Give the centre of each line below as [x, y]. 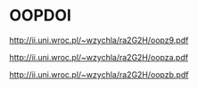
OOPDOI [40, 16]
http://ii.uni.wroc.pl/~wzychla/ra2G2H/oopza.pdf [99, 57]
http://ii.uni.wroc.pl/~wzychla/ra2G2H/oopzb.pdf [99, 74]
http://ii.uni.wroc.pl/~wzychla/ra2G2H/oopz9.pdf [99, 40]
